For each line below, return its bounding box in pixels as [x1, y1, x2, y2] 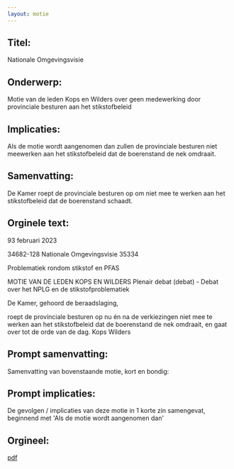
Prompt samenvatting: [7, 348, 108, 360]
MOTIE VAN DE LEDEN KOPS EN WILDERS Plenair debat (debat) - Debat [7, 277, 218, 286]
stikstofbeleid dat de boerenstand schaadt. [7, 196, 133, 205]
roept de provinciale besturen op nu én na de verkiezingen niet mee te [7, 312, 213, 320]
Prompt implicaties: [7, 387, 96, 399]
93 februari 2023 [7, 236, 57, 244]
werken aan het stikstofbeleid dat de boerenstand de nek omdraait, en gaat [7, 320, 228, 328]
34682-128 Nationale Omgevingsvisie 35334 [7, 249, 139, 258]
